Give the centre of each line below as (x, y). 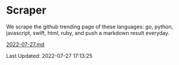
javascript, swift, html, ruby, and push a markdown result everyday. (88, 32)
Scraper (26, 10)
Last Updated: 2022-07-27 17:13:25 (49, 56)
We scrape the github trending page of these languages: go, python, (90, 27)
